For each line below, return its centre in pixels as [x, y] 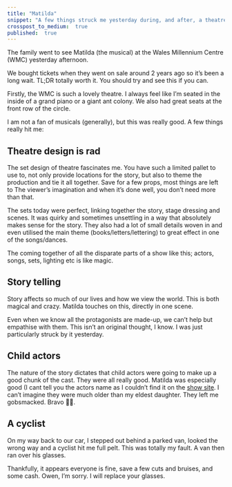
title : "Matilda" [32, 13]
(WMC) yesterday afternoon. [48, 60]
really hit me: [26, 129]
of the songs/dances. [37, 240]
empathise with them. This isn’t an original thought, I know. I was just [105, 327]
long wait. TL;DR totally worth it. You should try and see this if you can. [108, 81]
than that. [21, 197]
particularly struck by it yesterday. [56, 334]
